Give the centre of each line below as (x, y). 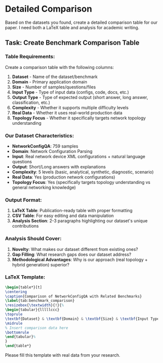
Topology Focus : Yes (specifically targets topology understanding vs (81, 182)
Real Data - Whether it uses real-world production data (67, 113)
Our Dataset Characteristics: (40, 135)
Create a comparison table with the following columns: (59, 67)
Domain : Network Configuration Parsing (52, 151)
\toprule (14, 314)
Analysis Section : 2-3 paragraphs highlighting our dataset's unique (80, 221)
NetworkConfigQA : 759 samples (45, 146)
